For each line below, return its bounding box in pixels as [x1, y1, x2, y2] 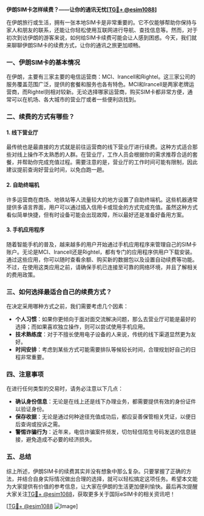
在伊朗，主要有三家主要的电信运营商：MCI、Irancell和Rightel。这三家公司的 [6, 73, 195, 81]
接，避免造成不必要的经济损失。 [15, 436, 95, 443]
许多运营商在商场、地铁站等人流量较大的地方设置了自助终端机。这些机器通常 [6, 195, 198, 203]
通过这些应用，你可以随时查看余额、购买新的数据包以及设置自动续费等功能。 [6, 256, 198, 263]
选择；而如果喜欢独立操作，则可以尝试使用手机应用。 [15, 323, 149, 330]
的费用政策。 [6, 271, 38, 278]
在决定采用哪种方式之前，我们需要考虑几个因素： [6, 303, 129, 310]
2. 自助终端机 [6, 182, 39, 189]
